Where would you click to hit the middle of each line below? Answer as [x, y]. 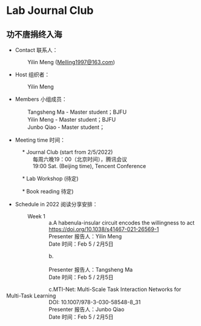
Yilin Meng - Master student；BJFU [72, 119]
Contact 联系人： [36, 50]
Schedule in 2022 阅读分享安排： [56, 204]
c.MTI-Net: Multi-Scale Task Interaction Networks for [115, 289]
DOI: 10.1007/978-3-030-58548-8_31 [95, 302]
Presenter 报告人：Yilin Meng [85, 236]
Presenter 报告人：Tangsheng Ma [91, 269]
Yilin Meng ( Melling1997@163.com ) [71, 62]
